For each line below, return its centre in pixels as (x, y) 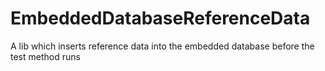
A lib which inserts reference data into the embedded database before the (162, 46)
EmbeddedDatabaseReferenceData (160, 18)
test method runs (45, 56)
